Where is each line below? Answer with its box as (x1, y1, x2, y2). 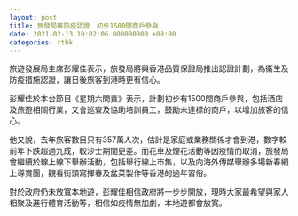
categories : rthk (9, 37, 74, 47)
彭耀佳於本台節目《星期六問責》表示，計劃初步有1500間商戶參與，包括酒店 (9, 93, 284, 104)
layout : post (9, 12, 58, 22)
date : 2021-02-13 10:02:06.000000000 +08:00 (9, 29, 176, 38)
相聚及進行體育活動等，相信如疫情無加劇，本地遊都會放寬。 (9, 197, 227, 209)
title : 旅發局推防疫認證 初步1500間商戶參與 (9, 21, 160, 30)
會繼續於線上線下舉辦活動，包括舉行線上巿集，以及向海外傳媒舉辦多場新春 (9, 156, 281, 167)
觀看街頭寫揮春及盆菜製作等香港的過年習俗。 (47, 168, 211, 179)
